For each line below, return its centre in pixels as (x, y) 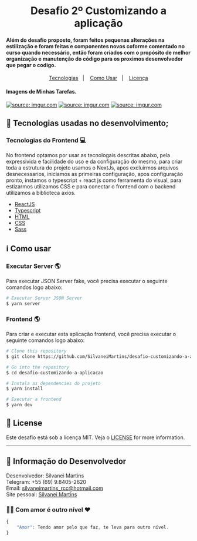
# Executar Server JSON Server (44, 298)
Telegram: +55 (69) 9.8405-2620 (46, 482)
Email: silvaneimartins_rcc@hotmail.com (55, 488)
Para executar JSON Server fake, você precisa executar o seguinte (87, 281)
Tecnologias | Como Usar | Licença (98, 78)
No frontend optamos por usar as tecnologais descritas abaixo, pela (88, 155)
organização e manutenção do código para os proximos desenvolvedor (95, 59)
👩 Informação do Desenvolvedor (66, 461)
